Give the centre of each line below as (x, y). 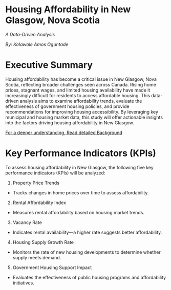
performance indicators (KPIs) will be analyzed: (55, 173)
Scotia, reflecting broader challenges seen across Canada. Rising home (81, 84)
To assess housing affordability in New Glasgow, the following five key (79, 167)
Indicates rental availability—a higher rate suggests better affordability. (87, 232)
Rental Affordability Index (39, 203)
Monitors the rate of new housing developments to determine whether (87, 252)
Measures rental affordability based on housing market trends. (79, 212)
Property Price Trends (36, 183)
